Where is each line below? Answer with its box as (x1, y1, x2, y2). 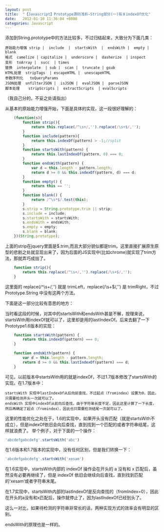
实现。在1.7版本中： (5, 380, 45, 386)
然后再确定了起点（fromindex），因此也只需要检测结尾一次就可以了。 (5, 406, 125, 411)
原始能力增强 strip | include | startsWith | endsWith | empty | (5, 45, 150, 50)
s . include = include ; (22, 211, 67, 216)
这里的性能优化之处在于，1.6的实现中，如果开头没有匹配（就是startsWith (5, 415, 151, 421)
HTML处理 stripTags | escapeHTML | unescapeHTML (5, 70, 111, 76)
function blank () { (22, 193, 62, 198)
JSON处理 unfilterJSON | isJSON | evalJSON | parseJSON (5, 81, 128, 86)
